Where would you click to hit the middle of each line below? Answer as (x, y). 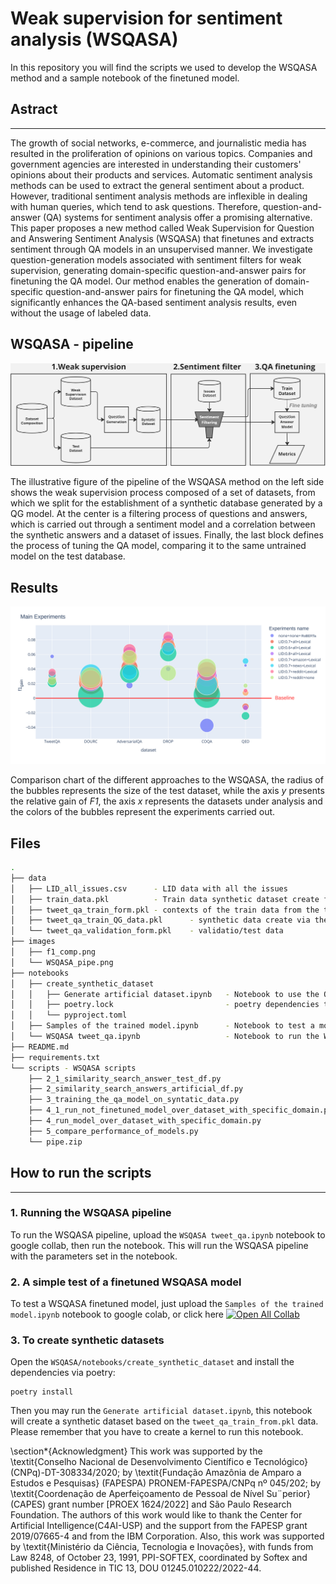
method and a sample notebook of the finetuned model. (125, 78)
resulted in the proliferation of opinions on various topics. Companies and (161, 153)
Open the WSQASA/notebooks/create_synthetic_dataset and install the (152, 1362)
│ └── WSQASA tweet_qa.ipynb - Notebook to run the (165, 1037)
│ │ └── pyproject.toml (69, 1015)
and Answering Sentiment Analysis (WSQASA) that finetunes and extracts (162, 238)
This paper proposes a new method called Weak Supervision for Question (162, 228)
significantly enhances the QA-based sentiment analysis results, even (154, 302)
